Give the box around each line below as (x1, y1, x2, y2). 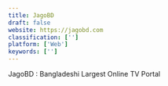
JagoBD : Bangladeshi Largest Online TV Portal (8, 70, 161, 78)
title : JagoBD (8, 11, 55, 20)
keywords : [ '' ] (8, 48, 58, 56)
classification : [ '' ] (8, 33, 79, 41)
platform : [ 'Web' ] (8, 41, 68, 48)
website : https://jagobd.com (8, 26, 104, 34)
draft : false (8, 19, 51, 27)
